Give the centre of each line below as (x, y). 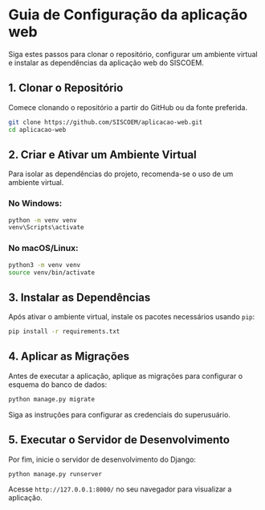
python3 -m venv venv (45, 265)
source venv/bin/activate (51, 272)
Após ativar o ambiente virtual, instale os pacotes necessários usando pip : (132, 317)
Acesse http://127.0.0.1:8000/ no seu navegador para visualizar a (120, 489)
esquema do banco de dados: (58, 385)
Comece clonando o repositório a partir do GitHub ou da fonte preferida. (128, 107)
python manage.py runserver (55, 474)
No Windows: (35, 204)
